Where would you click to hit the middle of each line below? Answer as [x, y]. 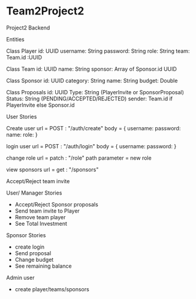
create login [30, 247]
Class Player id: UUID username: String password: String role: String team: [98, 51]
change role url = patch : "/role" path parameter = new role [79, 158]
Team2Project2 [45, 11]
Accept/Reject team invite [38, 181]
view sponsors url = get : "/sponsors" [52, 169]
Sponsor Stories [26, 235]
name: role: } [22, 134]
